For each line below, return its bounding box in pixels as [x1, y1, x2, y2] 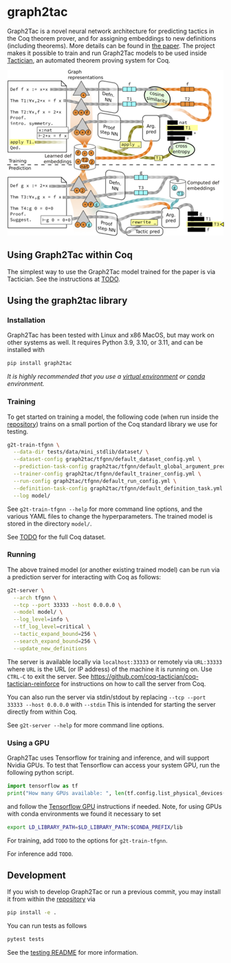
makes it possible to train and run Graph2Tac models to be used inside [7, 49, 208, 57]
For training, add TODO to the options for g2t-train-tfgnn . [7, 836, 168, 845]
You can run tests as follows [7, 922, 87, 930]
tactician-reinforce [7, 679, 60, 687]
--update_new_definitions [13, 645, 88, 652]
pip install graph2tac [7, 360, 72, 367]
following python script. [7, 768, 74, 776]
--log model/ [13, 492, 51, 499]
